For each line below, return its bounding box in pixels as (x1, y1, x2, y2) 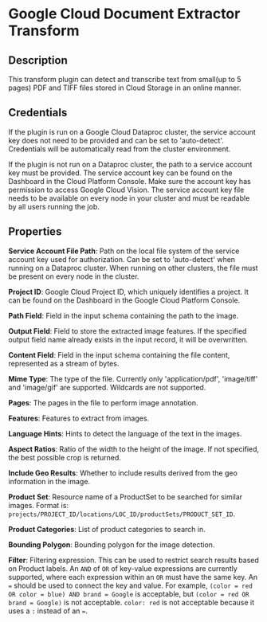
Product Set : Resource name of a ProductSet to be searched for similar (8, 491, 243, 502)
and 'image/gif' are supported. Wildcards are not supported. (8, 382, 206, 392)
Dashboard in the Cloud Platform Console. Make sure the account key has (8, 176, 251, 186)
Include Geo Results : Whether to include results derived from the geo (8, 467, 238, 478)
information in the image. (8, 476, 90, 486)
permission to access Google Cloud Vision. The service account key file (8, 185, 245, 194)
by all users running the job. (8, 201, 100, 211)
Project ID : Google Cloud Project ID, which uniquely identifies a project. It (8, 287, 249, 296)
